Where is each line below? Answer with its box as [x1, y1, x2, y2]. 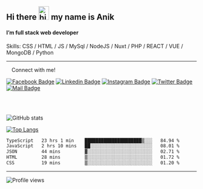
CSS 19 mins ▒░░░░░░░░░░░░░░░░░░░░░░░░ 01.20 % [6, 160, 180, 166]
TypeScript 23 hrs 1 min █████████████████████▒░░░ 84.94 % [6, 137, 180, 144]
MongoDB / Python [6, 49, 54, 56]
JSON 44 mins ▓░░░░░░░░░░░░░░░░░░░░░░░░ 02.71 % [6, 149, 180, 155]
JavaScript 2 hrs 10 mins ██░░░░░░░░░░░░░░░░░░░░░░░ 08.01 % [6, 143, 180, 149]
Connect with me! [11, 66, 56, 73]
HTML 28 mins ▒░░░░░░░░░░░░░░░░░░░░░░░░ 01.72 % [6, 155, 180, 161]
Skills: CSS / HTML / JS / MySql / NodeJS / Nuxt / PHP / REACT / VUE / [6, 42, 183, 50]
